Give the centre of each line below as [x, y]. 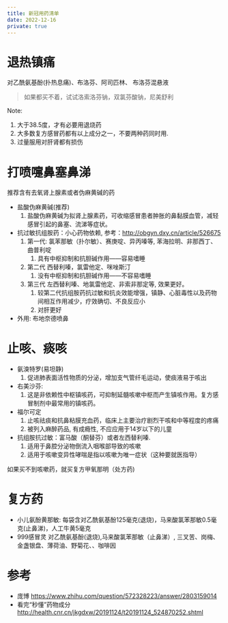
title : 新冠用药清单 [33, 13]
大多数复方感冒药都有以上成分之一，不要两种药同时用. [92, 134]
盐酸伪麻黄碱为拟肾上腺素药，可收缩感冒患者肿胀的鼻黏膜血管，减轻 [123, 216]
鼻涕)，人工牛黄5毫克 [61, 528]
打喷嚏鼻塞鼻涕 [49, 172]
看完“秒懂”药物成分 [44, 604]
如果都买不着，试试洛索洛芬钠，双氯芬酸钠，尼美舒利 [99, 97]
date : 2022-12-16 [32, 20]
